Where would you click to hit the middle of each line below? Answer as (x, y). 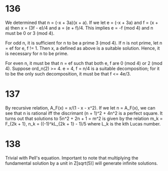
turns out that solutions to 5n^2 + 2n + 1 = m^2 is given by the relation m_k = (84, 118)
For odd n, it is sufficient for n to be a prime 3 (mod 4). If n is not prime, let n (84, 42)
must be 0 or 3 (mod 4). (30, 33)
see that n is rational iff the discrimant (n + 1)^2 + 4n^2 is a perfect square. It (84, 113)
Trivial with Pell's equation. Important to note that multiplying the (72, 157)
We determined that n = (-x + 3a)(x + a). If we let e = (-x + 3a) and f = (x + (82, 22)
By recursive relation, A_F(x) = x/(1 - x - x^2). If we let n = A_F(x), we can (80, 107)
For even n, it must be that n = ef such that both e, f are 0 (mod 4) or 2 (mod (84, 63)
